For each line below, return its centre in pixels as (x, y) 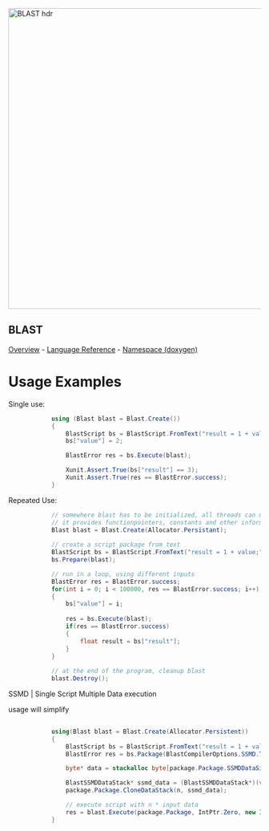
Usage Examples (65, 382)
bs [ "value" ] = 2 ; (94, 441)
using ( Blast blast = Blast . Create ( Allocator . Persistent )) (150, 732)
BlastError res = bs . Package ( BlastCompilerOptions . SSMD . (163, 754)
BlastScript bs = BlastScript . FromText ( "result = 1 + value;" (157, 553)
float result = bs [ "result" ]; (130, 641)
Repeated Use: (33, 500)
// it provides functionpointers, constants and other (145, 522)
